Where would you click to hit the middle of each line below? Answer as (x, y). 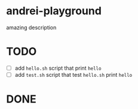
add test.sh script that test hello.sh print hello (73, 74)
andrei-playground (54, 11)
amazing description (31, 27)
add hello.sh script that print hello (58, 68)
